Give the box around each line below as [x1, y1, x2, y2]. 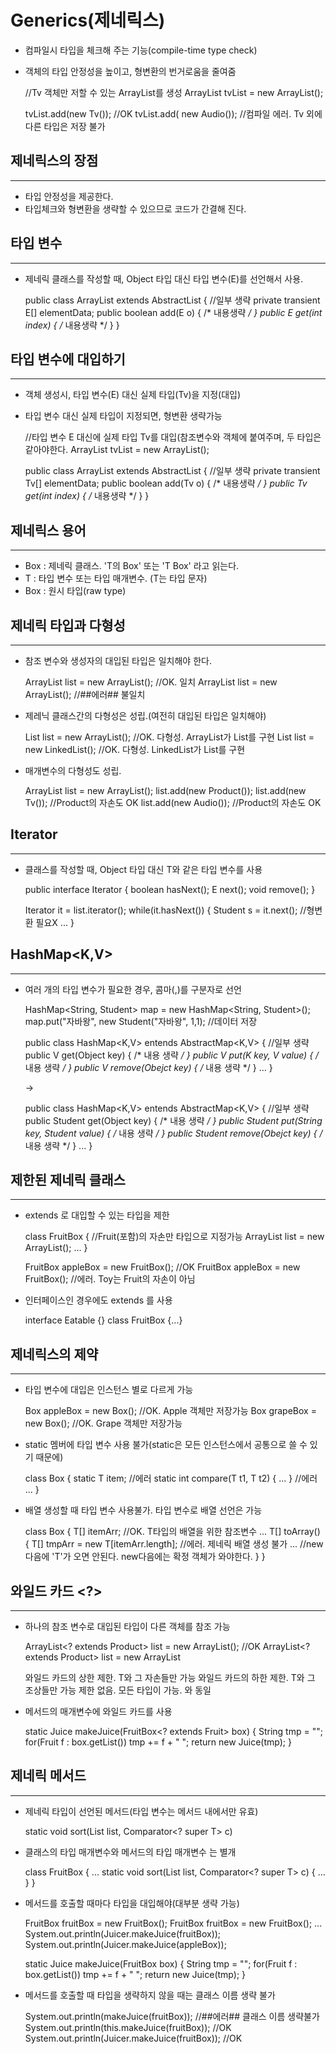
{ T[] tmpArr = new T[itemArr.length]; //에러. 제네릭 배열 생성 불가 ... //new [24, 1538, 324, 1550]
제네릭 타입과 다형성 [10, 617, 126, 634]
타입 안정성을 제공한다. [24, 190, 114, 202]
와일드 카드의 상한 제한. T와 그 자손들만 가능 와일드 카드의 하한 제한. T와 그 [24, 1672, 316, 1684]
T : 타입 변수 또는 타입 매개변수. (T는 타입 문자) [24, 572, 208, 585]
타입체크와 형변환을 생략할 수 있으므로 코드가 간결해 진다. [24, 202, 247, 215]
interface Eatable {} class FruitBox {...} [24, 1314, 183, 1326]
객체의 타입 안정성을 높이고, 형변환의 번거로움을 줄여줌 [24, 65, 237, 77]
